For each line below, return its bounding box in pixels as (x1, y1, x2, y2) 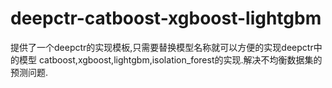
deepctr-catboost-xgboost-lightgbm (10, 7, 322, 30)
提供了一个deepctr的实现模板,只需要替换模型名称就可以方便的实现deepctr (10, 41, 314, 53)
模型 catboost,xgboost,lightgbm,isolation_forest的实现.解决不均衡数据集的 (18, 53, 323, 66)
